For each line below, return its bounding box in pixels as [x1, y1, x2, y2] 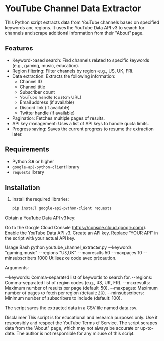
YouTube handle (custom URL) [19, 94, 82, 100]
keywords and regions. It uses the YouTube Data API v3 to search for [5, 24, 145, 30]
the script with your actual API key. [5, 235, 76, 241]
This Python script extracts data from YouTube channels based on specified [5, 19, 159, 25]
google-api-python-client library [12, 164, 80, 170]
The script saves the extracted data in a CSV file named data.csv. [5, 305, 138, 311]
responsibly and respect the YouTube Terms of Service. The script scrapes [5, 320, 158, 326]
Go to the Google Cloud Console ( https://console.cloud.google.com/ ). [5, 225, 147, 231]
